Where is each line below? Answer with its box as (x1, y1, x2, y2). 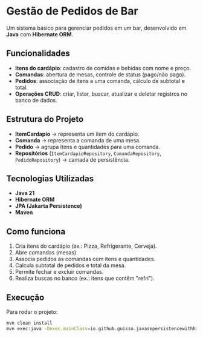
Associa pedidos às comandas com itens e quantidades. (14, 256, 156, 263)
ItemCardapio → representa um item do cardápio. (14, 130, 140, 138)
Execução (6, 292, 45, 302)
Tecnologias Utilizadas (6, 173, 94, 184)
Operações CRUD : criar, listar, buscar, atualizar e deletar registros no (14, 90, 188, 98)
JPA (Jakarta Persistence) (14, 202, 83, 210)
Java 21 (14, 190, 35, 197)
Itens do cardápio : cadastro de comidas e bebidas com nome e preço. (14, 64, 192, 71)
